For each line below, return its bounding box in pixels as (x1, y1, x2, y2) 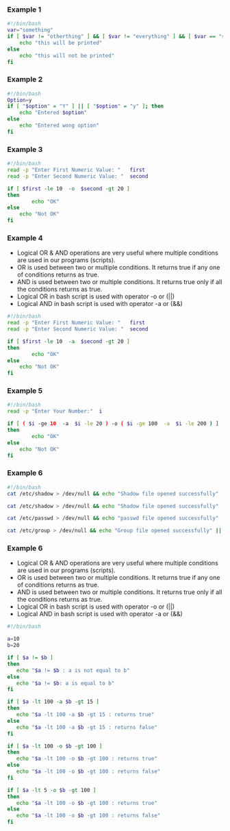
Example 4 (7, 233, 43, 242)
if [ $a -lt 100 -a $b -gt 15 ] (7, 698, 99, 706)
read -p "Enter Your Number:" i (7, 408, 103, 415)
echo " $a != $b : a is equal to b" (16, 680, 115, 687)
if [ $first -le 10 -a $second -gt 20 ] (7, 337, 130, 345)
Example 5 (7, 386, 43, 396)
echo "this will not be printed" (19, 52, 115, 59)
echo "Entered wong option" (19, 122, 99, 129)
